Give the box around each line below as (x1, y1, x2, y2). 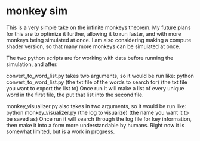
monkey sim (6, 4, 68, 18)
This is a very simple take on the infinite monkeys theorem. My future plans (6, 24, 191, 31)
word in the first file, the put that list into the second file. (6, 91, 144, 98)
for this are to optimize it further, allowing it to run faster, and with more (6, 30, 181, 37)
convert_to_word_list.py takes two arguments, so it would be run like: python (6, 72, 194, 79)
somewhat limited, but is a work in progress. (6, 128, 115, 135)
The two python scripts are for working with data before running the (6, 54, 174, 61)
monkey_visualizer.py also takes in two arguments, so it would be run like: (6, 102, 187, 109)
